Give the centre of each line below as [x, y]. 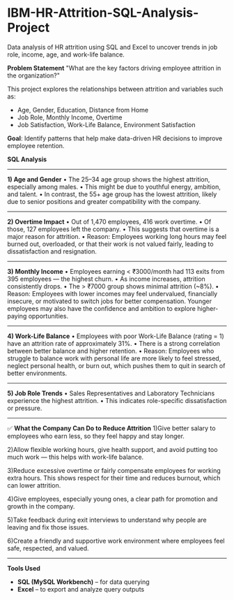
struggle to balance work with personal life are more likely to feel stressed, [114, 358]
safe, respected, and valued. [48, 548]
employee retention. [36, 145]
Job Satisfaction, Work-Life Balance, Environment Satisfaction [106, 124]
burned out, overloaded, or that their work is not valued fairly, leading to [110, 244]
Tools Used [24, 568]
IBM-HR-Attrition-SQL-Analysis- [103, 13]
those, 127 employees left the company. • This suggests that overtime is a [113, 229]
